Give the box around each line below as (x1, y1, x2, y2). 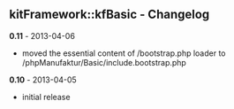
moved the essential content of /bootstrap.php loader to (21, 48, 226, 58)
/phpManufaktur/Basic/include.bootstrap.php (21, 57, 187, 67)
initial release (21, 91, 71, 102)
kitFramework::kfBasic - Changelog (9, 7, 210, 22)
